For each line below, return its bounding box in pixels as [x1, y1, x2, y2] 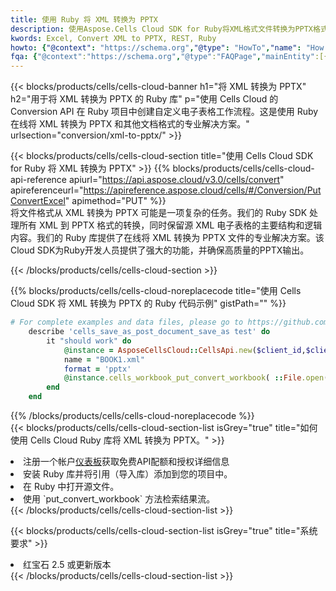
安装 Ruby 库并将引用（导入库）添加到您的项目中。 [23, 468, 233, 480]
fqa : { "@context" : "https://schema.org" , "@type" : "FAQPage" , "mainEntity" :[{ [10, 52, 329, 62]
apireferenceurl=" [10, 184, 84, 196]
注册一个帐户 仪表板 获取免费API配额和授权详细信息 [23, 456, 230, 467]
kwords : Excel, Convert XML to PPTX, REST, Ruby [10, 33, 217, 43]
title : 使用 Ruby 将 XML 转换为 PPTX [10, 14, 159, 25]
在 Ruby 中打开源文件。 [23, 481, 120, 492]
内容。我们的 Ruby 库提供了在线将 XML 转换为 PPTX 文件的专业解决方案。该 [10, 232, 325, 244]
